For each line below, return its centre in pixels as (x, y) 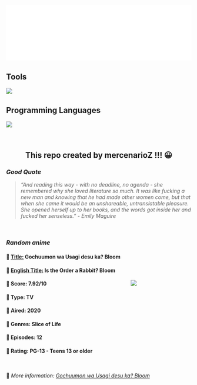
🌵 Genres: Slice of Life (34, 324)
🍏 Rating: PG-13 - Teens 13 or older (49, 351)
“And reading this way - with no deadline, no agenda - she (92, 185)
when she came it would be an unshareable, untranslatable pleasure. (105, 204)
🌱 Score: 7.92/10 (26, 284)
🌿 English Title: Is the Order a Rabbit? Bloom (61, 270)
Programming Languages (54, 110)
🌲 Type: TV (20, 297)
